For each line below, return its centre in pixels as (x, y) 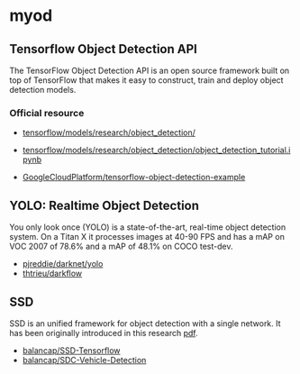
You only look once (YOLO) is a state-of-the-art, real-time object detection (148, 227)
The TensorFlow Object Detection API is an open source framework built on (150, 70)
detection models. (43, 90)
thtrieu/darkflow (52, 274)
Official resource (47, 113)
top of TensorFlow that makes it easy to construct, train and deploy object (146, 80)
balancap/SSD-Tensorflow (71, 350)
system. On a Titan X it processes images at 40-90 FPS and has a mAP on (147, 237)
